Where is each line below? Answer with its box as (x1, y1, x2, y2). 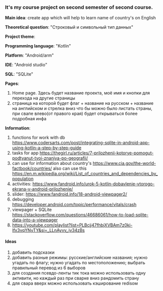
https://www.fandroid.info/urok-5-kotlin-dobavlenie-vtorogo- (32, 181, 155, 187)
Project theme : (5, 33, 35, 40)
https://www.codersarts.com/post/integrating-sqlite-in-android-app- (12, 140, 150, 145)
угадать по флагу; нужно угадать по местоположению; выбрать (12, 259, 146, 265)
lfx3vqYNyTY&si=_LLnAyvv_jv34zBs (12, 227, 85, 233)
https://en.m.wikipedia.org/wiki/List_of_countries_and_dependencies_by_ (12, 171, 158, 177)
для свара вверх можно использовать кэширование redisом (12, 280, 138, 286)
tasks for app (12, 150, 39, 156)
